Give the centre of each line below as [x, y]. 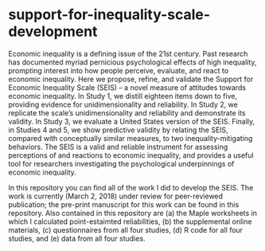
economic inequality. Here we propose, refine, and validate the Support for [131, 79]
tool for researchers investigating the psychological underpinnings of [121, 163]
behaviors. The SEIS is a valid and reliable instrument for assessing [118, 147]
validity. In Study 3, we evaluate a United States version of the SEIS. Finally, [132, 121]
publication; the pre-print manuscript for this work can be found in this [124, 204]
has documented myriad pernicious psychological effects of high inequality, [132, 62]
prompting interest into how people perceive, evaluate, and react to [119, 70]
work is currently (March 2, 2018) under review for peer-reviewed [116, 196]
